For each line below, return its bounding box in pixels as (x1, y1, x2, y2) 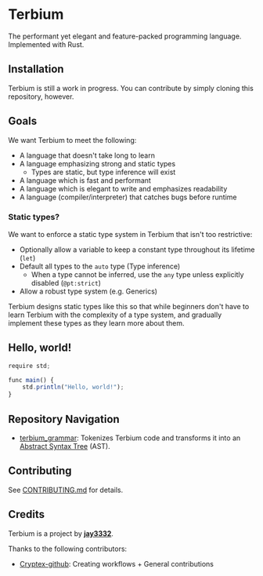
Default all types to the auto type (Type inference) (19, 261, 181, 271)
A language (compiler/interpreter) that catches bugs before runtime (19, 192, 237, 202)
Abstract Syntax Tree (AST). (19, 441, 111, 450)
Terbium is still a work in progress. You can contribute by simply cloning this (8, 83, 254, 93)
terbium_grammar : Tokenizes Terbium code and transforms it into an (19, 433, 241, 443)
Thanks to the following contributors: (8, 544, 128, 553)
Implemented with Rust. (8, 39, 85, 49)
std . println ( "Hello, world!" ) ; (22, 383, 124, 392)
